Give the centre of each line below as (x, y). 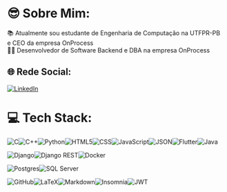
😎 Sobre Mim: (49, 13)
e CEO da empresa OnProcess (50, 43)
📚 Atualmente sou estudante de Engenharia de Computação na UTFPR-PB (114, 32)
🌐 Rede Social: (39, 72)
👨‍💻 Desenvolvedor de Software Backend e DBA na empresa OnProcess (109, 50)
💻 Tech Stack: (50, 118)
